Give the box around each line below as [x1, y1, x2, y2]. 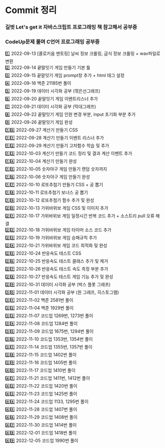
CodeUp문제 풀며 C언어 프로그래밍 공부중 [5, 38, 100, 45]
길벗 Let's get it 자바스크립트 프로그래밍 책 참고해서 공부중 [5, 23, 138, 30]
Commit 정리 [5, 4, 57, 16]
